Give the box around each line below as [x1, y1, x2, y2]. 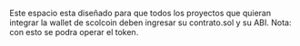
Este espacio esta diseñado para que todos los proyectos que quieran [9, 8, 271, 18]
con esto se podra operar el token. [9, 27, 139, 37]
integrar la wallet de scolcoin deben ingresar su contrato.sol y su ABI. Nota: [9, 17, 292, 28]
